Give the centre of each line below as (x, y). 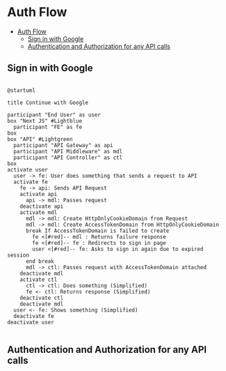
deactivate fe (34, 316)
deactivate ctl (42, 298)
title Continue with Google (48, 103)
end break (40, 261)
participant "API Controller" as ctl (68, 158)
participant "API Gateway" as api (63, 145)
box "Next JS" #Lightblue (45, 121)
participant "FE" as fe (48, 127)
